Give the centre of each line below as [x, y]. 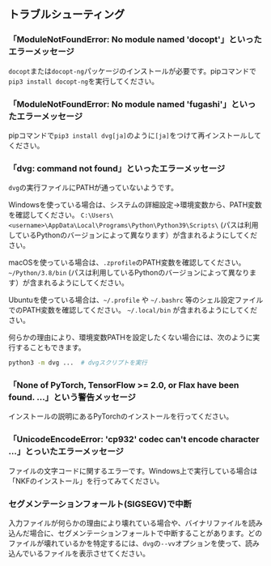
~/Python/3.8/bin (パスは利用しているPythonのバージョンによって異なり [129, 273]
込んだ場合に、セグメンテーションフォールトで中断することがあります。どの [135, 534]
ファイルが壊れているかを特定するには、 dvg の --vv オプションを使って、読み [134, 543]
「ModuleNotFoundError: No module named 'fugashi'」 [120, 104]
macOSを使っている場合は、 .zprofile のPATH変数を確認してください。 [127, 262]
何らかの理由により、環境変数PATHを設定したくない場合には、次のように [131, 338]
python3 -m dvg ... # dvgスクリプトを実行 [78, 363]
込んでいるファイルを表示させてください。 [79, 554]
